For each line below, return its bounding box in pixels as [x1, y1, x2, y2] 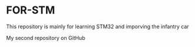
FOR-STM [6, 4, 55, 17]
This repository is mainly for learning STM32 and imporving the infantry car [6, 23, 190, 30]
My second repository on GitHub [6, 34, 85, 41]
